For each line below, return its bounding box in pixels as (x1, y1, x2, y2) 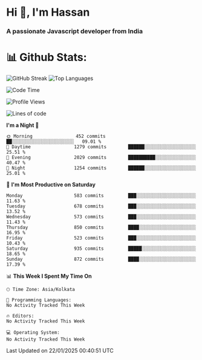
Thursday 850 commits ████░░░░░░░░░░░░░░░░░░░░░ (6, 224, 197, 231)
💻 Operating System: (6, 330, 60, 336)
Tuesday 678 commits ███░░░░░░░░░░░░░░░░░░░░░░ (6, 203, 197, 209)
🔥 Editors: (6, 313, 34, 319)
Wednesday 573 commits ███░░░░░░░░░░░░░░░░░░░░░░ (6, 214, 197, 220)
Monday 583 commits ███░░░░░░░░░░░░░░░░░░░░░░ (6, 193, 197, 199)
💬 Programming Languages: (6, 297, 71, 303)
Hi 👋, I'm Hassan (6, 5, 90, 19)
